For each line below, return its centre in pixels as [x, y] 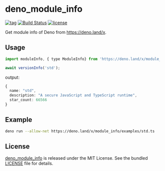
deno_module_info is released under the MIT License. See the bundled [77, 158]
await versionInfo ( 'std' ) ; [33, 68]
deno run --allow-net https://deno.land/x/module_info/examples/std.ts [80, 131]
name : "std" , [23, 91]
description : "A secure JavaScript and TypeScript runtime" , [73, 95]
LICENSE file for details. [29, 164]
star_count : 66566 [28, 100]
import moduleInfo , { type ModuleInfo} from [51, 59]
